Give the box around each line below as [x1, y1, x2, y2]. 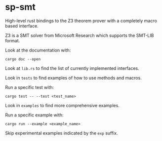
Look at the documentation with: [5, 47, 71, 53]
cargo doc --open [5, 56, 41, 61]
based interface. [5, 23, 39, 28]
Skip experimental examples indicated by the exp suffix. [5, 130, 118, 136]
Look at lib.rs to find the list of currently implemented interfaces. [5, 65, 139, 71]
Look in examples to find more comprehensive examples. [5, 102, 120, 108]
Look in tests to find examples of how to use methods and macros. [5, 75, 142, 81]
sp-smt [5, 1, 36, 13]
